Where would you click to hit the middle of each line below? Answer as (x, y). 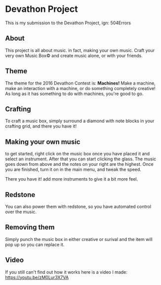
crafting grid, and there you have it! (41, 126)
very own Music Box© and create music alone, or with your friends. (74, 55)
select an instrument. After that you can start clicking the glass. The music (81, 159)
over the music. (21, 212)
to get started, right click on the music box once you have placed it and (77, 154)
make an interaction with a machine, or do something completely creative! (80, 88)
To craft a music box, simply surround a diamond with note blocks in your (80, 121)
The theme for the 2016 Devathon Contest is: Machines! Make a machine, (80, 83)
